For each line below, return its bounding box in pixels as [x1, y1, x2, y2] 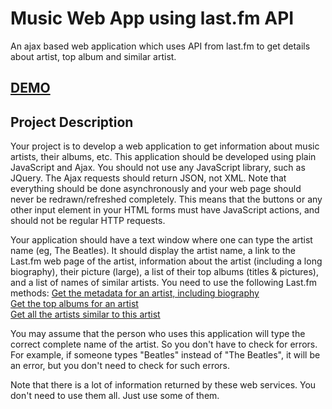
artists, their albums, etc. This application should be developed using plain [10, 151, 317, 163]
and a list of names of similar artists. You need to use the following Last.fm [10, 277, 318, 289]
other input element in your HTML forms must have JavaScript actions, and [10, 204, 320, 216]
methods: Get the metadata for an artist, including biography [10, 287, 260, 299]
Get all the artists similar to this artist [10, 308, 161, 321]
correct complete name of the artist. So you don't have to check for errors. [10, 338, 318, 351]
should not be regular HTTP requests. [10, 215, 166, 227]
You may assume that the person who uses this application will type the [10, 328, 306, 340]
